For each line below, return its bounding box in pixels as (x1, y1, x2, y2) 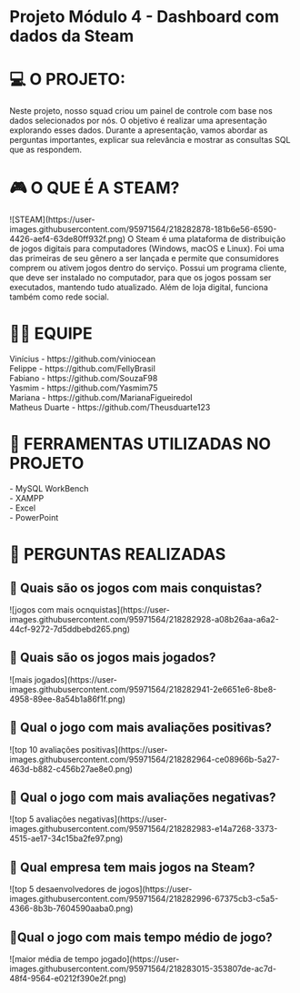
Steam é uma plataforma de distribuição (135, 234, 286, 245)
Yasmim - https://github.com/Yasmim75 (9, 382, 158, 393)
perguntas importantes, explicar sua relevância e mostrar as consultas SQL (9, 135, 291, 146)
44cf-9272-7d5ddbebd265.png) (9, 623, 130, 634)
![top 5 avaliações (9, 814, 76, 825)
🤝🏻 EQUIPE (9, 323, 93, 344)
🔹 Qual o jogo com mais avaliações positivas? (9, 720, 273, 735)
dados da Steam (9, 25, 135, 46)
